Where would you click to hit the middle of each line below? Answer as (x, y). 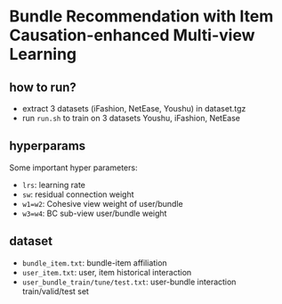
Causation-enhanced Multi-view (132, 35)
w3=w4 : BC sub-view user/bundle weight (94, 213)
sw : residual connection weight (78, 194)
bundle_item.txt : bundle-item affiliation (94, 263)
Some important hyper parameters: (73, 168)
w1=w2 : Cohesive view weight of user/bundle (103, 203)
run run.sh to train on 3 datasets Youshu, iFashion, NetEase (131, 118)
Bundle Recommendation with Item (141, 16)
